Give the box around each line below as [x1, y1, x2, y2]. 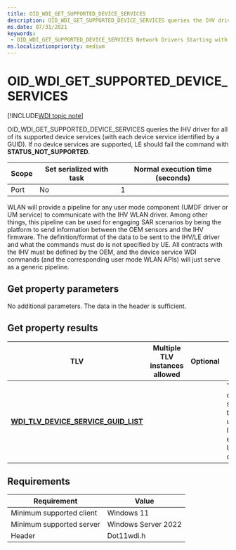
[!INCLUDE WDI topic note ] [7, 111, 84, 120]
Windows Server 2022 [107, 520, 183, 530]
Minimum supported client [11, 508, 98, 518]
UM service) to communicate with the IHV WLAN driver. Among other [7, 210, 209, 219]
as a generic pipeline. [7, 262, 70, 271]
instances [150, 360, 184, 370]
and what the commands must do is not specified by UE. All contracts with [7, 240, 223, 248]
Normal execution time [133, 164, 212, 174]
